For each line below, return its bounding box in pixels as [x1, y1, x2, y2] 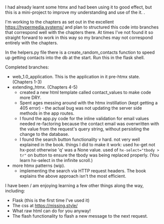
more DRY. [19, 95, 42, 100]
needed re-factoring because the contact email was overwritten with [19, 121, 159, 127]
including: [5, 188, 26, 193]
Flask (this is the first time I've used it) [12, 197, 90, 203]
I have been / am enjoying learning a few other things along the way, [5, 183, 144, 189]
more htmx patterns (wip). [12, 162, 66, 168]
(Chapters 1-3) [12, 79, 42, 85]
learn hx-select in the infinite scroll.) [19, 158, 93, 163]
